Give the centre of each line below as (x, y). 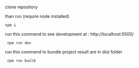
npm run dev (19, 43)
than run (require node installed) (37, 16)
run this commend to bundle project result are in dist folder (64, 52)
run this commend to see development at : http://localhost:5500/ (69, 34)
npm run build (21, 61)
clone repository (21, 7)
